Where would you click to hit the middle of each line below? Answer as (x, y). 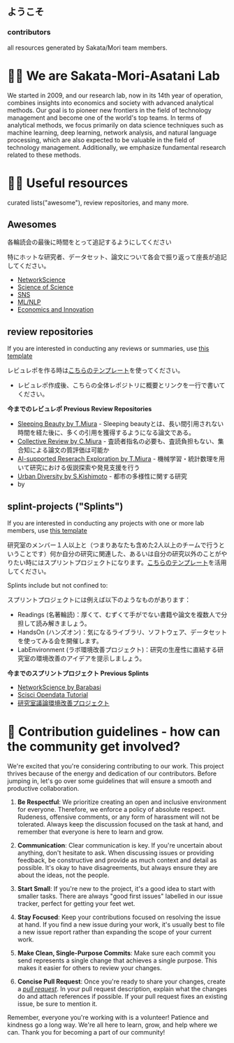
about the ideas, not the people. (63, 875)
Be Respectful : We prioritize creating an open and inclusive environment (122, 802)
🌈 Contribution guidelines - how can (114, 732)
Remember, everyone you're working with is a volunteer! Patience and (108, 1017)
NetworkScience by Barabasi (59, 687)
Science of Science (45, 287)
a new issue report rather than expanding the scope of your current (114, 932)
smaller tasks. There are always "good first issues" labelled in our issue (120, 896)
